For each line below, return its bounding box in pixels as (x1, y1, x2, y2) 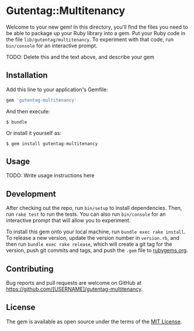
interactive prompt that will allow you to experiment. (6, 217, 131, 224)
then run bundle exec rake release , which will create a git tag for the (6, 241, 172, 248)
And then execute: (6, 108, 50, 115)
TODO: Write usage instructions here (6, 172, 95, 179)
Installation (6, 70, 48, 80)
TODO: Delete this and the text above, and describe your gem (6, 53, 155, 60)
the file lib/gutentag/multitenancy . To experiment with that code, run (6, 36, 174, 43)
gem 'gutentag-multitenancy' (6, 97, 77, 103)
